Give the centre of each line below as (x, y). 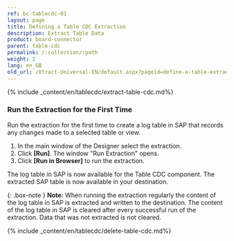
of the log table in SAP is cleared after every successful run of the (102, 210)
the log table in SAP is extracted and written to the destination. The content (115, 202)
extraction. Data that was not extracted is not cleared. (84, 217)
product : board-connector (45, 40)
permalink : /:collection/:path (53, 53)
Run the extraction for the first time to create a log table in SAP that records (116, 125)
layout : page (26, 20)
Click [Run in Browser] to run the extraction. (81, 160)
